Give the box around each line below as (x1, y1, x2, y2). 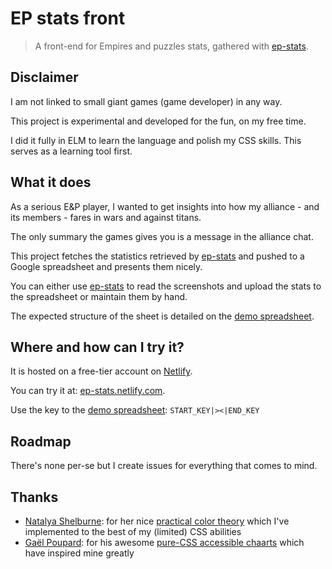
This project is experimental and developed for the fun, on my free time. (10, 115, 307, 127)
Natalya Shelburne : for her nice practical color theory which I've (24, 515, 290, 527)
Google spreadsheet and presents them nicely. (10, 260, 203, 272)
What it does (10, 174, 92, 191)
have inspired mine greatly (24, 547, 135, 559)
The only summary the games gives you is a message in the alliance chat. (10, 230, 314, 242)
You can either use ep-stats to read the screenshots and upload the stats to (10, 280, 322, 292)
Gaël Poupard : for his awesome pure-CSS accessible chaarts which (24, 537, 305, 548)
